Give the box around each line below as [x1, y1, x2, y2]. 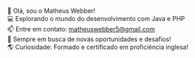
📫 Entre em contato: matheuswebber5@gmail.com [7, 25, 156, 33]
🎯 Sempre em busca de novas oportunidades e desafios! [7, 35, 172, 43]
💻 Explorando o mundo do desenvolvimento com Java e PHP [7, 15, 185, 22]
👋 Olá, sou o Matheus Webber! [7, 7, 96, 15]
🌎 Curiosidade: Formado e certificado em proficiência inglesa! [7, 43, 189, 51]
